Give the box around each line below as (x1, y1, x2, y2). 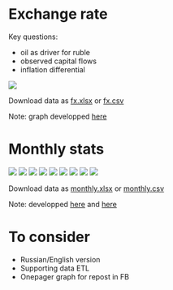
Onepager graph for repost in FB (19, 271, 130, 281)
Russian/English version (19, 254, 101, 264)
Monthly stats (8, 140, 104, 158)
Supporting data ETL (19, 263, 90, 273)
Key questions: (8, 32, 58, 41)
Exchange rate (8, 5, 108, 24)
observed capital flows (19, 56, 97, 66)
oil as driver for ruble (19, 47, 91, 57)
